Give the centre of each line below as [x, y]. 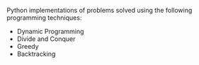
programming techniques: [44, 18]
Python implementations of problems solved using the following [100, 10]
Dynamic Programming [50, 31]
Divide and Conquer [46, 39]
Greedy [28, 46]
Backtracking [36, 54]
